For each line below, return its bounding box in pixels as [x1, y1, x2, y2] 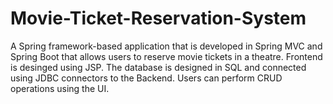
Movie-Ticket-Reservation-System [10, 7, 307, 30]
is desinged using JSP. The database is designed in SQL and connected [10, 61, 307, 73]
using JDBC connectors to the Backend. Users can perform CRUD [10, 72, 283, 84]
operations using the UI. [10, 82, 110, 94]
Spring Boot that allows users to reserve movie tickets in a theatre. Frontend [10, 50, 323, 62]
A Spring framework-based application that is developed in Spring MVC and [10, 40, 323, 52]
